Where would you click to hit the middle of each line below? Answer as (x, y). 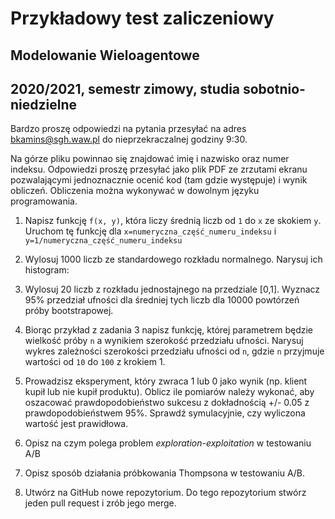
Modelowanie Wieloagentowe (105, 55)
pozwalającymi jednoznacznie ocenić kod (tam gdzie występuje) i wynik (159, 180)
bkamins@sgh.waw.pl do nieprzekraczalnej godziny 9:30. (129, 139)
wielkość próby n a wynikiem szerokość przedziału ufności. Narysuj (164, 341)
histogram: (47, 270)
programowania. (44, 201)
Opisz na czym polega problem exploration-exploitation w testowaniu (168, 443)
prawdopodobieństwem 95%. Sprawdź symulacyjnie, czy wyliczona (165, 413)
